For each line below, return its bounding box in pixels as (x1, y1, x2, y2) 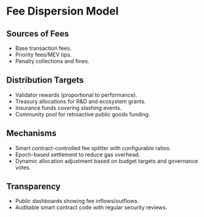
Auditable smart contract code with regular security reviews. (15, 204, 167, 211)
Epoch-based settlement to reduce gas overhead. (15, 151, 141, 158)
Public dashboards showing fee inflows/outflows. (15, 198, 139, 205)
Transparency (6, 181, 61, 192)
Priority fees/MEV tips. (15, 51, 72, 58)
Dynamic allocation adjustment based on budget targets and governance (15, 157, 199, 165)
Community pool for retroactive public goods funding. (15, 111, 150, 118)
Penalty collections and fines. (15, 58, 90, 64)
